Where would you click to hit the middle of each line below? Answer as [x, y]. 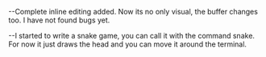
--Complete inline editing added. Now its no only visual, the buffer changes [133, 12]
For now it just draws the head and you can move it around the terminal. [128, 44]
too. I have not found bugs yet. [59, 20]
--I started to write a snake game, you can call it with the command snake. [132, 36]
